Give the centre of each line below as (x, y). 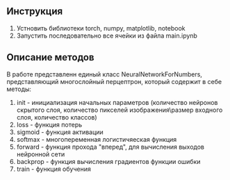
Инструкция (35, 11)
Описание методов (50, 57)
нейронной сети (41, 154)
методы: (19, 89)
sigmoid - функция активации (60, 132)
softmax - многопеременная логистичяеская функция (97, 139)
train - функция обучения (54, 169)
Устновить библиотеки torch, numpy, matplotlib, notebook (101, 28)
